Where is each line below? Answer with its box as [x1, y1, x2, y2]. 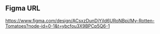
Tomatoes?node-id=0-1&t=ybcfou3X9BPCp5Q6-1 [5, 23, 110, 29]
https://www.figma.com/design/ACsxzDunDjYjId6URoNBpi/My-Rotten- [5, 17, 155, 23]
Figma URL [5, 4, 41, 13]
